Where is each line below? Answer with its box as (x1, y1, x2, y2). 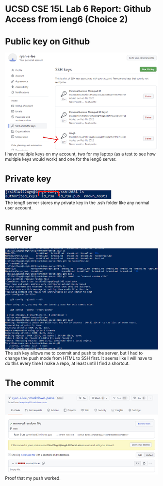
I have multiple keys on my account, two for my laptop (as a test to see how (5, 151, 156, 157)
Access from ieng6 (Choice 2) (5, 14, 128, 25)
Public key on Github (5, 36, 90, 47)
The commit (5, 377, 55, 389)
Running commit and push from (5, 222, 135, 233)
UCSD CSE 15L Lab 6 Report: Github (5, 3, 151, 15)
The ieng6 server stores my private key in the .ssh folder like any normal (5, 200, 149, 206)
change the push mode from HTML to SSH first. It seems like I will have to (5, 355, 153, 361)
